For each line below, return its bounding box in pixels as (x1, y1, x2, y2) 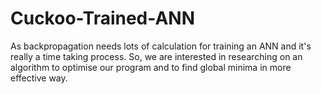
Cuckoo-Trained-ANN (10, 7, 195, 30)
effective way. (10, 72, 68, 84)
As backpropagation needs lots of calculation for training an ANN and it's (10, 40, 312, 52)
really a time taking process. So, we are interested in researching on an (10, 50, 303, 62)
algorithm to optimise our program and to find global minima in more (10, 61, 292, 73)
